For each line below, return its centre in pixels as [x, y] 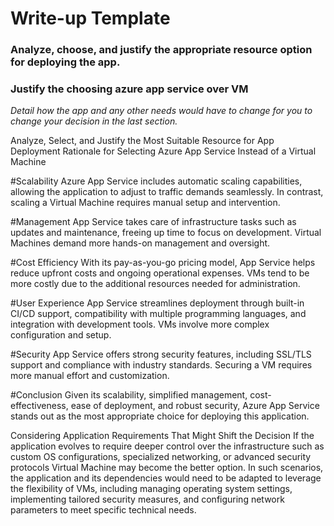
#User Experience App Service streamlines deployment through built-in [157, 303]
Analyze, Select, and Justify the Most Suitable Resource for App [142, 141]
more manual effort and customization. [90, 376]
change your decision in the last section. [94, 121]
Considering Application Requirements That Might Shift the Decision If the [162, 436]
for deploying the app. [65, 62]
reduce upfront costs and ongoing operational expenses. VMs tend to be [160, 273]
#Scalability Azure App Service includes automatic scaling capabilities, [156, 181]
